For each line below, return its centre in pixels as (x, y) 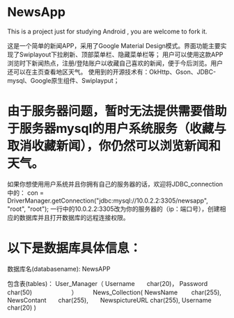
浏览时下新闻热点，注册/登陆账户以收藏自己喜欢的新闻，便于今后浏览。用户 (115, 63)
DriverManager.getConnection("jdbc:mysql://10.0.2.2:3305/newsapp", (108, 200)
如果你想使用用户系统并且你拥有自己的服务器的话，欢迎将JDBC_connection (115, 184)
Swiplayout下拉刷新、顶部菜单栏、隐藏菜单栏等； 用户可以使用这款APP (121, 54)
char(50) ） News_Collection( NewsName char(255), (114, 292)
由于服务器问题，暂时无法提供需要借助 (117, 111)
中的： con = (25, 193)
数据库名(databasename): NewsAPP (59, 269)
